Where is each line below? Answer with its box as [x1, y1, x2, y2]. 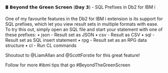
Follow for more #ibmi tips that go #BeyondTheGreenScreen [5, 62, 130, 68]
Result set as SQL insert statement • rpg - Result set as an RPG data [5, 37, 147, 43]
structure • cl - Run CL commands [5, 42, 77, 48]
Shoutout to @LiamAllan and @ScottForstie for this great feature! [5, 52, 140, 58]
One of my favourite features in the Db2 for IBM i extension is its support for [5, 16, 163, 22]
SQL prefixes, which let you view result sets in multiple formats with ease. [5, 21, 158, 27]
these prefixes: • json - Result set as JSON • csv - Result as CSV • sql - [5, 32, 155, 38]
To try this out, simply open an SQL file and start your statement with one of [5, 27, 163, 32]
